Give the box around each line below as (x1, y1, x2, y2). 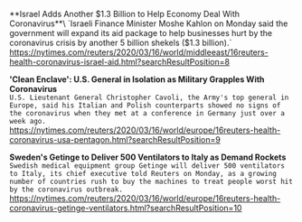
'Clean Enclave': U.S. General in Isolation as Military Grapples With (9, 74, 265, 85)
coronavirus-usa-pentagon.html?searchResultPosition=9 (9, 134, 222, 144)
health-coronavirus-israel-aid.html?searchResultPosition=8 (9, 57, 231, 67)
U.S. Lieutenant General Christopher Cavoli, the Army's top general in (9, 93, 289, 102)
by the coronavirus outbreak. (9, 185, 124, 194)
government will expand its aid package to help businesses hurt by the (9, 28, 273, 38)
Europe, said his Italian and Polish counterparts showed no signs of (9, 101, 281, 110)
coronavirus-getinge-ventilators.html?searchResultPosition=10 (9, 203, 242, 213)
